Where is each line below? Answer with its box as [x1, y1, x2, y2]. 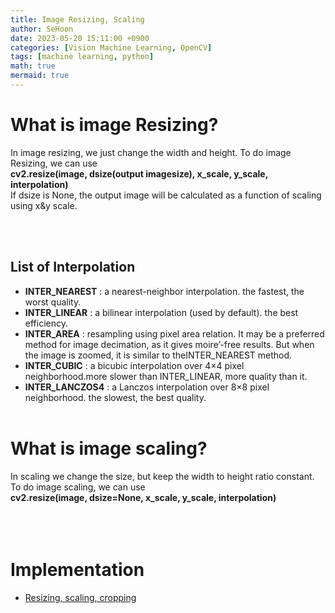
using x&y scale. [10, 199, 78, 211]
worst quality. [24, 296, 82, 308]
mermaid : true [10, 71, 70, 81]
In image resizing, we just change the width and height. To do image [10, 146, 292, 158]
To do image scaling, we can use [10, 481, 146, 493]
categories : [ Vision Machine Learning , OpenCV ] [10, 42, 213, 53]
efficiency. [24, 317, 68, 329]
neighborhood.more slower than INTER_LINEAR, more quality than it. [24, 370, 308, 382]
